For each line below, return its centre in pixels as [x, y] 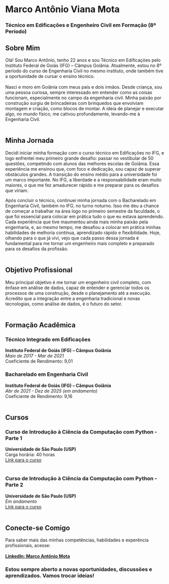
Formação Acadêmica [40, 325]
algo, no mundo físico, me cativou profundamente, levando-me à [73, 114]
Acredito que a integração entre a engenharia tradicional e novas [73, 298]
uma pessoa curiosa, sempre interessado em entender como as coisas [79, 92]
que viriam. [17, 190]
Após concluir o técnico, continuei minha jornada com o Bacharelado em [81, 200]
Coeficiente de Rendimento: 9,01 [39, 361]
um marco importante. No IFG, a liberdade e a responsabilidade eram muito [83, 180]
